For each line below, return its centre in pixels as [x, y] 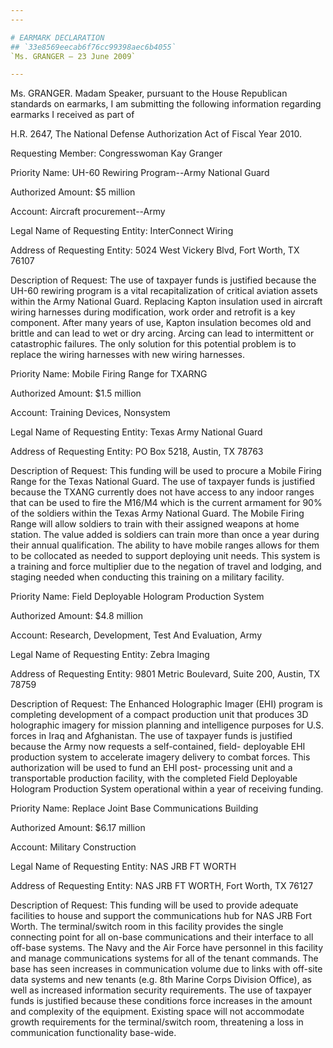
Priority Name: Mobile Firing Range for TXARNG [109, 374]
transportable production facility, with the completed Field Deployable [154, 778]
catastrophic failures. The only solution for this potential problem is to [153, 344]
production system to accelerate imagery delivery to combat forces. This [160, 757]
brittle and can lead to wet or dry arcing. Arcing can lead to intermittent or [162, 333]
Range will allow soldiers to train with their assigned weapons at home [155, 524]
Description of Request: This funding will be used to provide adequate [154, 905]
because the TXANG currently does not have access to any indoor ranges [162, 492]
